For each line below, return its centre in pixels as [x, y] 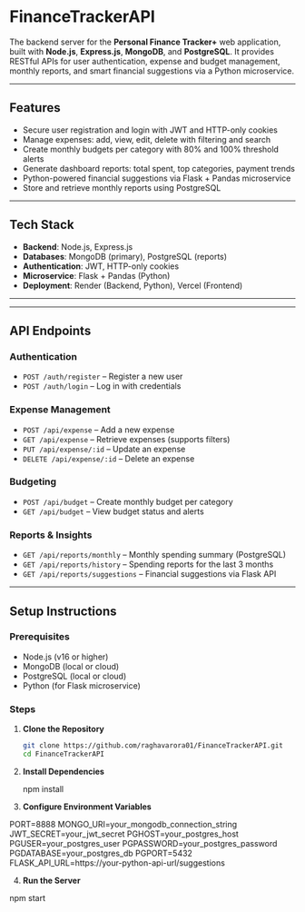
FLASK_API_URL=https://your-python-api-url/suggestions [117, 862]
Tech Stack [42, 225]
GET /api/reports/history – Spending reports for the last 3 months [148, 564]
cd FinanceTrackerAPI [63, 754]
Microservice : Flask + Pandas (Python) [96, 275]
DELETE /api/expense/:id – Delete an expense [108, 458]
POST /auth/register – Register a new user [103, 377]
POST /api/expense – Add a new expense [98, 430]
